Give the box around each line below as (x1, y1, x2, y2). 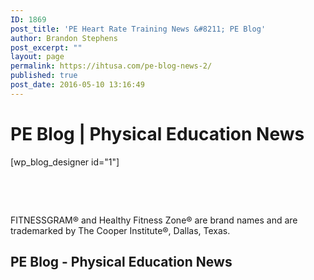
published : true (10, 71, 78, 81)
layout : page (10, 52, 65, 62)
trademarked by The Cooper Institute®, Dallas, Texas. (10, 224, 231, 236)
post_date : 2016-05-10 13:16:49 (10, 80, 145, 90)
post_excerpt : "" (10, 42, 83, 53)
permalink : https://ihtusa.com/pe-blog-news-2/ (10, 61, 213, 71)
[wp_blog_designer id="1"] (10, 156, 120, 168)
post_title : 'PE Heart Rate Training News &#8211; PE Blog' (10, 24, 267, 34)
